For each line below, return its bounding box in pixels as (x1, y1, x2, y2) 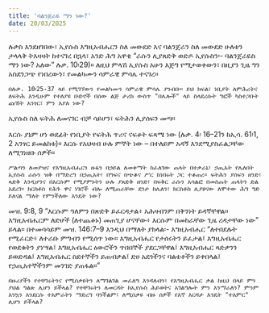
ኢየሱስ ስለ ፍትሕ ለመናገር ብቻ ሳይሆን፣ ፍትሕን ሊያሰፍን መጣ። (8, 113, 176, 123)
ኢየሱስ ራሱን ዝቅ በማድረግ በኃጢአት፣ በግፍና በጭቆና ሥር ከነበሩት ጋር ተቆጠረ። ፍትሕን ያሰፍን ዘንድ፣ (8, 170, 262, 178)
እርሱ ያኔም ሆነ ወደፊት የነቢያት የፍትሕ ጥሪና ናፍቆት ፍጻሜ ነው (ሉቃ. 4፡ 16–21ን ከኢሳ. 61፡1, (8, 129, 259, 139)
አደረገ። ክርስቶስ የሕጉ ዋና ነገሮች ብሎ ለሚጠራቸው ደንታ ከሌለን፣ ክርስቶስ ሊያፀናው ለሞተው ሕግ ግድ (8, 185, 260, 193)
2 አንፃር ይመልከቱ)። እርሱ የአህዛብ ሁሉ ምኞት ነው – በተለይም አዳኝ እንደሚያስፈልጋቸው (8, 138, 245, 148)
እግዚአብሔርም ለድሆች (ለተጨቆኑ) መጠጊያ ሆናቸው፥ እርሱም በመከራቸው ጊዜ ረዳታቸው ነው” (8, 215, 259, 224)
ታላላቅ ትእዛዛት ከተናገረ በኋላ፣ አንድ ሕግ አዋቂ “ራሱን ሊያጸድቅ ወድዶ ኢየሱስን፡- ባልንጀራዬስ (8, 50, 256, 61)
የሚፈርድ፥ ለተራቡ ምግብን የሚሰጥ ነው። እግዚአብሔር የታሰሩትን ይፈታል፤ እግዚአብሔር (8, 233, 242, 243)
